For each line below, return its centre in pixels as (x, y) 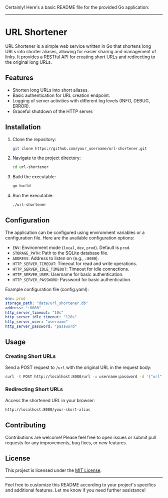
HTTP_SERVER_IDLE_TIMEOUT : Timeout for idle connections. (71, 269)
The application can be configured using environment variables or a (75, 232)
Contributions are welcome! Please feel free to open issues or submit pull (81, 437)
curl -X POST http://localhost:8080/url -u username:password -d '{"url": (85, 377)
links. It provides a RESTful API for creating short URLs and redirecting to (80, 57)
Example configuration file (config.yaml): (47, 289)
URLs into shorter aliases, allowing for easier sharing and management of (81, 51)
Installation (23, 127)
